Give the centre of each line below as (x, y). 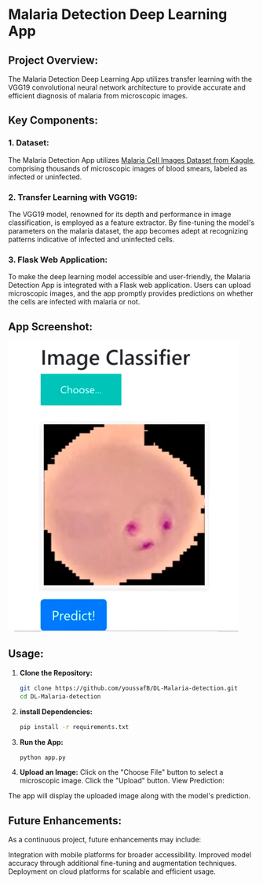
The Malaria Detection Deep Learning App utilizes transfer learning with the (130, 79)
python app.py (42, 757)
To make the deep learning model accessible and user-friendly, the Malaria (130, 277)
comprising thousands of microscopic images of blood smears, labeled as (128, 168)
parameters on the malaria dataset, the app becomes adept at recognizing (128, 230)
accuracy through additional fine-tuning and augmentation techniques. (122, 864)
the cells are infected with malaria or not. (74, 302)
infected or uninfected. (45, 177)
